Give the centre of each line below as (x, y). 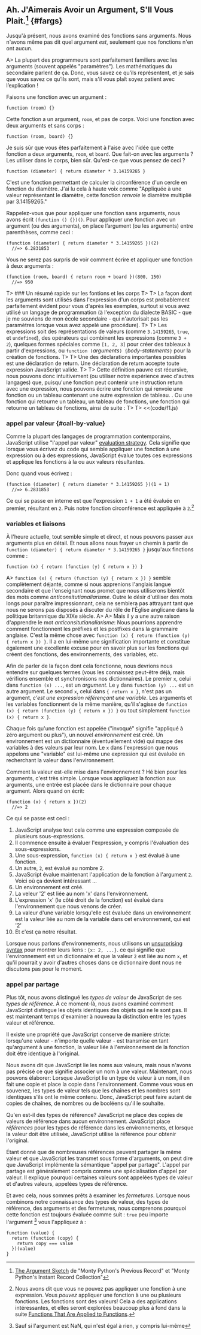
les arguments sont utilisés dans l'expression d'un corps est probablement (98, 300)
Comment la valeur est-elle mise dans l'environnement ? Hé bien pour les (97, 772)
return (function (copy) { (45, 1239)
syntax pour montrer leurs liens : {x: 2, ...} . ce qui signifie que (86, 950)
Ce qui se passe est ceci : (38, 818)
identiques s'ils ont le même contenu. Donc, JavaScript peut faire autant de (99, 1097)
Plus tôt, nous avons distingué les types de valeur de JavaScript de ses (94, 998)
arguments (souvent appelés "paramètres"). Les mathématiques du (89, 66)
